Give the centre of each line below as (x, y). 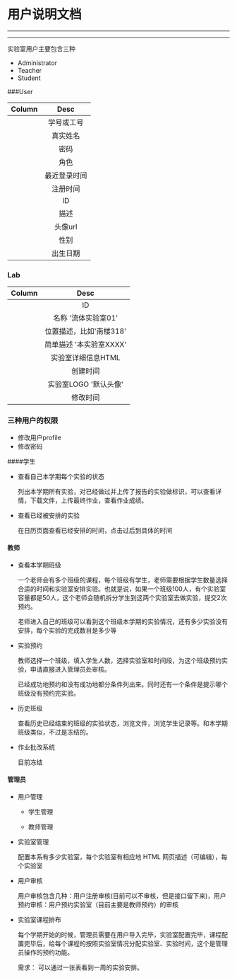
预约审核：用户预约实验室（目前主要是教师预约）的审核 (98, 904)
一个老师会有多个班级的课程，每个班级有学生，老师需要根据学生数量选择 (122, 580)
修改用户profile (39, 437)
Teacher (30, 70)
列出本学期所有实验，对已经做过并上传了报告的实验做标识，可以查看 (116, 491)
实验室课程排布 (39, 919)
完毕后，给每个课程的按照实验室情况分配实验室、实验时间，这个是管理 (126, 943)
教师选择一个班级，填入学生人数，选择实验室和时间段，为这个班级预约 (120, 660)
